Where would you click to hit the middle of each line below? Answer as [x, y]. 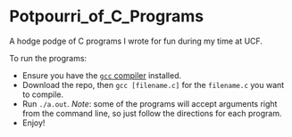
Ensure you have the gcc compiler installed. [102, 75]
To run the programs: [48, 58]
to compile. [43, 94]
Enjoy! [33, 123]
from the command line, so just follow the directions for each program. [152, 113]
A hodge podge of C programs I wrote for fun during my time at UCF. [136, 41]
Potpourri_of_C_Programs [106, 16]
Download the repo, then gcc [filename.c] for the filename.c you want [153, 85]
